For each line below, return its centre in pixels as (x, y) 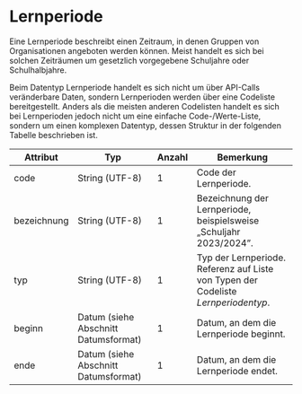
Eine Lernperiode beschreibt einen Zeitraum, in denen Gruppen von (134, 41)
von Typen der (227, 280)
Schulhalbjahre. (38, 70)
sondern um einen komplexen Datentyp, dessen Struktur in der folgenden (145, 125)
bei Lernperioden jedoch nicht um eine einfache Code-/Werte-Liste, (135, 116)
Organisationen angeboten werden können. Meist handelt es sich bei (137, 50)
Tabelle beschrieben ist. (54, 135)
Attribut (41, 157)
